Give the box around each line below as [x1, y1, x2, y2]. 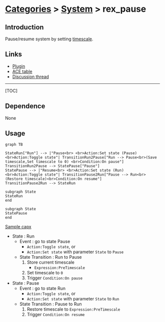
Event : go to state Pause [19, 239, 70, 244]
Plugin [12, 63, 26, 69]
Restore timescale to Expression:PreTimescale [27, 306, 120, 312]
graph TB [5, 142, 23, 147]
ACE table [12, 68, 33, 74]
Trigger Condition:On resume [27, 312, 85, 318]
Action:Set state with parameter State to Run [27, 296, 119, 302]
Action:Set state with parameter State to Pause [27, 249, 124, 255]
